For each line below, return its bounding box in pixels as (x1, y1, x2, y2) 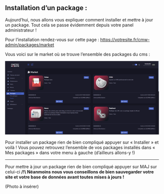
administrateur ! (5, 27, 37, 33)
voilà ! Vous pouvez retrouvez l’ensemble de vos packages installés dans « (5, 145, 155, 151)
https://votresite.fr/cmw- (100, 37, 150, 42)
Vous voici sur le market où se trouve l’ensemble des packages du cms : (5, 51, 150, 57)
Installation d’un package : (5, 4, 87, 12)
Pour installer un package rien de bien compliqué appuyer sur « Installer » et (5, 139, 159, 145)
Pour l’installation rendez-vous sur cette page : (5, 37, 99, 42)
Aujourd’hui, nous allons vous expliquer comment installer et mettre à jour (5, 17, 153, 22)
